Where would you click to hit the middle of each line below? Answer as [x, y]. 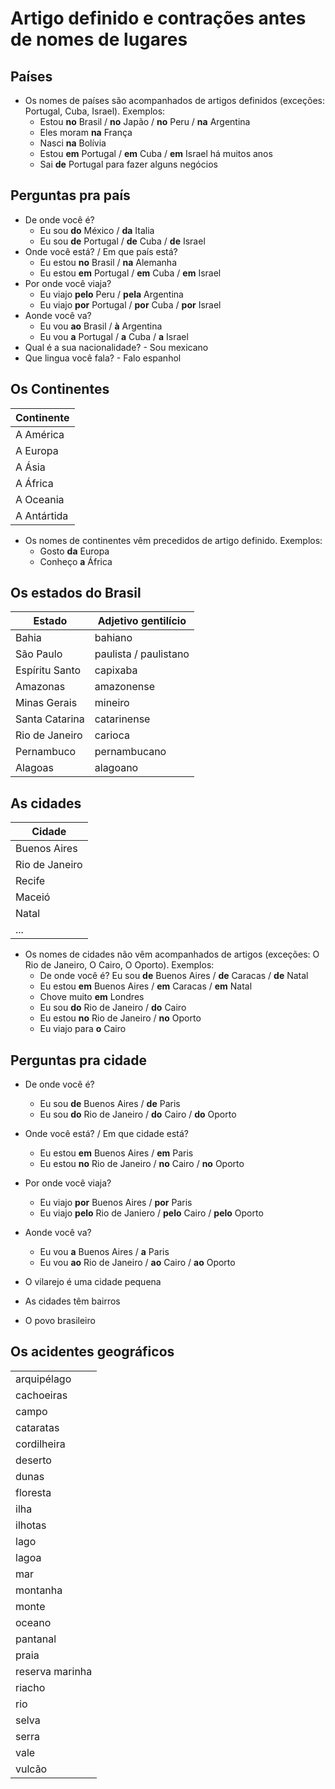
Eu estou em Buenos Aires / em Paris [116, 1153]
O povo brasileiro [60, 1321]
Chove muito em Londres [92, 997]
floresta [33, 1492]
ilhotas [31, 1525]
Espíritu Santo [48, 670]
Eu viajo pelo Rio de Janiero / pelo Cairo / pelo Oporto [151, 1213]
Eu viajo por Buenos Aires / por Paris [116, 1203]
